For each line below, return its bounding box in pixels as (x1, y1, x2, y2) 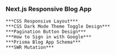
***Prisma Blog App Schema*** (5, 39, 81, 45)
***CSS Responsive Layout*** (5, 19, 78, 25)
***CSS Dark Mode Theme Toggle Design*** (5, 23, 111, 30)
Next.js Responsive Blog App (5, 5, 92, 13)
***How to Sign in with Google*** (5, 34, 92, 40)
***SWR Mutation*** (5, 44, 54, 51)
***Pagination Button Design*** (5, 29, 86, 35)
